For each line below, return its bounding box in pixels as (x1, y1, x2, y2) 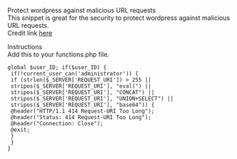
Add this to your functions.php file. (7, 50, 109, 58)
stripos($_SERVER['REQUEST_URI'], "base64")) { (10, 101, 155, 108)
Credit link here (7, 29, 53, 37)
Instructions (7, 43, 43, 51)
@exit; (10, 126, 31, 133)
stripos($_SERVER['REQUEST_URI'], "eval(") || (10, 83, 152, 90)
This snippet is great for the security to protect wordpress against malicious (7, 14, 231, 22)
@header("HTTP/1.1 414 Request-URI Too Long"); (10, 108, 155, 115)
